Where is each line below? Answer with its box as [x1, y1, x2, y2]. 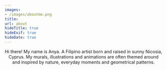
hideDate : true [4, 35, 36, 40]
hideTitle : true [4, 26, 38, 31]
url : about [4, 21, 27, 26]
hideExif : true [4, 30, 36, 35]
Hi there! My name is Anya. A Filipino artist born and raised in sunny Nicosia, [4, 48, 162, 55]
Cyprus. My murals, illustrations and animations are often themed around [8, 54, 158, 60]
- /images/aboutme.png [4, 12, 52, 17]
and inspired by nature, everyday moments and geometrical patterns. [12, 59, 155, 65]
